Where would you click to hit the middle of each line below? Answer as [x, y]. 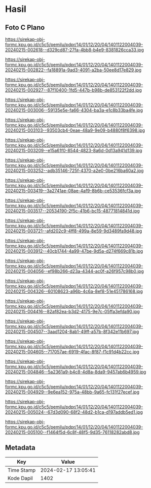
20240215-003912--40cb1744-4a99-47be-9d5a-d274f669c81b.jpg [74, 251]
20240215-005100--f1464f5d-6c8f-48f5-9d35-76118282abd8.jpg [72, 432]
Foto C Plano [25, 27]
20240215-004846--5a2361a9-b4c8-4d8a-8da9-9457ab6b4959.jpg [76, 372]
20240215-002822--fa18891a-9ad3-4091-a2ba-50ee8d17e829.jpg [73, 70]
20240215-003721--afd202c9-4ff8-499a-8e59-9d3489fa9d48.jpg [74, 231]
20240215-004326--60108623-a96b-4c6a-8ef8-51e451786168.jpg [74, 291]
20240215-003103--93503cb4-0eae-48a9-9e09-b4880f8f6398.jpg [75, 130]
